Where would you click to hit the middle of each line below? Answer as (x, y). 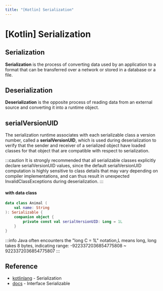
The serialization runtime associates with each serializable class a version (80, 135)
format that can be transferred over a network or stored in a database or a (81, 69)
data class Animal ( (26, 203)
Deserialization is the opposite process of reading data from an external (79, 102)
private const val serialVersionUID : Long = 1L (73, 221)
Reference (21, 266)
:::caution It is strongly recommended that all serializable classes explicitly (81, 160)
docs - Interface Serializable (41, 284)
